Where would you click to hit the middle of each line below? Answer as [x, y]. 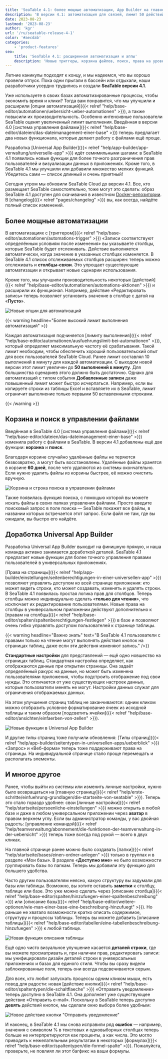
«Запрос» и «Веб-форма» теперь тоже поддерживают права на [73, 748]
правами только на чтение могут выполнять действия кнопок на [74, 640]
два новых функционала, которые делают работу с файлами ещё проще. [83, 138]
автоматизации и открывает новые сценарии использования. [71, 270]
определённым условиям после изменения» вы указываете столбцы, [80, 243]
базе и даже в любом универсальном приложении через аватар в [76, 813]
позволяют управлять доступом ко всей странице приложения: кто [77, 582]
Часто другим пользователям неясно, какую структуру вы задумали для [83, 880]
